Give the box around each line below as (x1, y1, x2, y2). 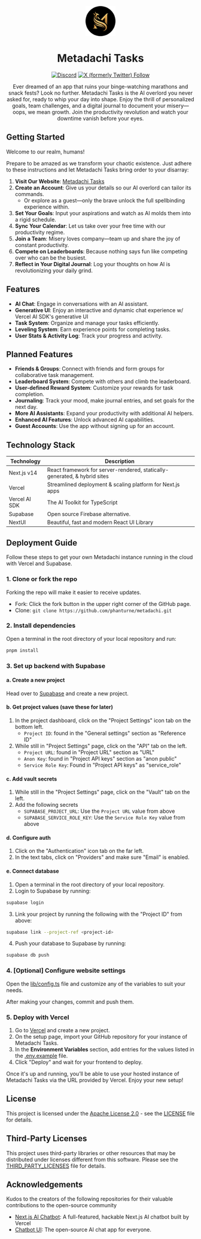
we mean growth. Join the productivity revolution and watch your (28, 108, 188, 116)
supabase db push (6, 952, 50, 958)
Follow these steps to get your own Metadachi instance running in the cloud (6, 554, 193, 561)
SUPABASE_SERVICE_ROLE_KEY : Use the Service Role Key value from (23, 814, 185, 821)
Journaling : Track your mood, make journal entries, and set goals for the (14, 397, 194, 404)
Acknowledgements (6, 1179, 83, 1189)
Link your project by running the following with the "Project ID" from (14, 911, 182, 918)
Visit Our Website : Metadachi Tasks (14, 177, 105, 185)
